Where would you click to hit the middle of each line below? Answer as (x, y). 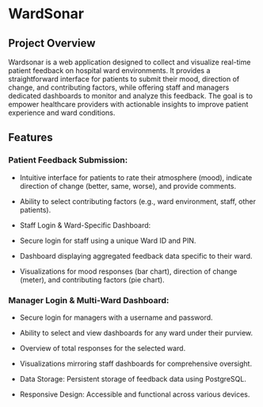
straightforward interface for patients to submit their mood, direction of (124, 79)
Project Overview (52, 43)
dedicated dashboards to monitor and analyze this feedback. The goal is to (131, 96)
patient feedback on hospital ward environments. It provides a (109, 71)
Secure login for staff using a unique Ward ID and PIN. (108, 240)
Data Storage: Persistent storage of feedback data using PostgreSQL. (133, 378)
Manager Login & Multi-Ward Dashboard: (89, 300)
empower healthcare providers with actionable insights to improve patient (128, 104)
